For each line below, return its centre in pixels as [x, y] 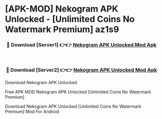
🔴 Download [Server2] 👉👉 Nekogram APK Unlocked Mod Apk [81, 70]
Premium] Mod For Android [32, 111]
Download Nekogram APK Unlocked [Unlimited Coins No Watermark [73, 106]
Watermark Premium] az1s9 [62, 30]
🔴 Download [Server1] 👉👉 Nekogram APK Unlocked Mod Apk [81, 45]
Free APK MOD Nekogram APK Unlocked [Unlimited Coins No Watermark [78, 92]
